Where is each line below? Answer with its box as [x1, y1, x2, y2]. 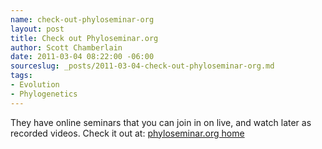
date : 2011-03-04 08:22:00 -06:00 [10, 52, 155, 62]
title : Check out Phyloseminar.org [10, 33, 159, 43]
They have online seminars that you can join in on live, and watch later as [10, 116, 312, 128]
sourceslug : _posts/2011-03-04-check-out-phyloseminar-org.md [10, 61, 275, 71]
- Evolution [10, 80, 60, 90]
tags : [10, 71, 33, 81]
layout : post [10, 24, 65, 34]
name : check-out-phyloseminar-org [10, 14, 155, 25]
